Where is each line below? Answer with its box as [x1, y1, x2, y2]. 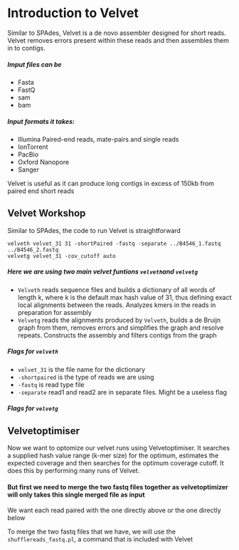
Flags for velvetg [7, 404, 59, 412]
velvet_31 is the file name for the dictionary [17, 365, 146, 373]
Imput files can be [7, 60, 62, 68]
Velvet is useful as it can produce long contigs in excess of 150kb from [7, 179, 215, 187]
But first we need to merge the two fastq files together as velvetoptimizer [7, 482, 229, 491]
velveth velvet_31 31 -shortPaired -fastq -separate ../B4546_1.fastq [7, 240, 221, 247]
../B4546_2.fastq [7, 246, 59, 254]
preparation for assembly [17, 308, 92, 316]
